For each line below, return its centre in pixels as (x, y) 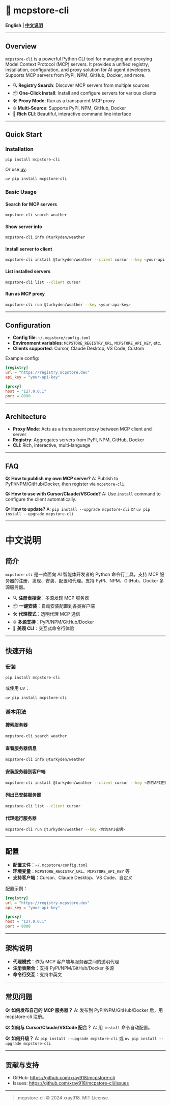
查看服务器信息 (21, 748)
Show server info (24, 227)
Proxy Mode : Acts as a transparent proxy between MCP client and (82, 429)
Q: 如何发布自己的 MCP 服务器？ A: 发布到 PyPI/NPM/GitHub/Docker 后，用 (84, 1010)
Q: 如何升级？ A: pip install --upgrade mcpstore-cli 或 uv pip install (81, 1038)
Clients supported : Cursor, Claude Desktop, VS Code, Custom (78, 348)
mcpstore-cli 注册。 (26, 1017)
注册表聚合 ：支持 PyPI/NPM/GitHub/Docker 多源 (63, 968)
